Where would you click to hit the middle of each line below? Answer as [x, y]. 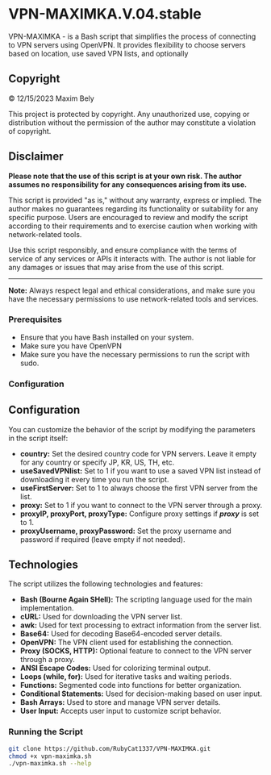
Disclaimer [36, 157]
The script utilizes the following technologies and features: [106, 584]
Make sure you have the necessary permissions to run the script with [135, 354]
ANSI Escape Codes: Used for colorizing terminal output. [115, 668]
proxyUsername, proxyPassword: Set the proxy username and [125, 531]
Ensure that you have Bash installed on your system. [107, 337]
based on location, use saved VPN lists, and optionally [98, 53]
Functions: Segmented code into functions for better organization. [131, 685]
